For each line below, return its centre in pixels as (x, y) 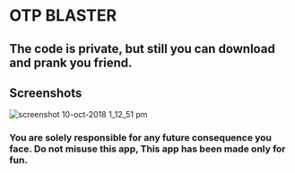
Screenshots (46, 93)
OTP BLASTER (63, 16)
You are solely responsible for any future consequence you (140, 138)
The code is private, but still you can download (142, 49)
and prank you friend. (71, 62)
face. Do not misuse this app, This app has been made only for (147, 149)
